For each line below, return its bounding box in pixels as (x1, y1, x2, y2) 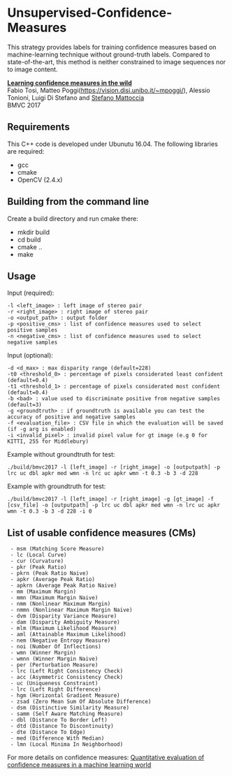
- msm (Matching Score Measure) (10, 546, 105, 552)
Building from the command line (7, 196, 150, 207)
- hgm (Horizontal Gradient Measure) (10, 692, 120, 699)
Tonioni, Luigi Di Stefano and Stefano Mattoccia (7, 93, 145, 102)
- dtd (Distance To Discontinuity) (10, 723, 114, 730)
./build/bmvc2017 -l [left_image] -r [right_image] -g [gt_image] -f (7, 496, 215, 503)
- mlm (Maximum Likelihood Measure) (10, 625, 117, 632)
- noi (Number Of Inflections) (10, 643, 101, 650)
